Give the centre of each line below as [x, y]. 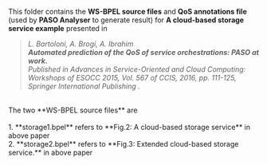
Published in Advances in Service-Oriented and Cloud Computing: [137, 69]
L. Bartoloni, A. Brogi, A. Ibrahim [80, 44]
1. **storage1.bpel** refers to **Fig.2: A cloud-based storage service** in [130, 127]
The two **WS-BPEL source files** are [73, 110]
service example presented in [58, 28]
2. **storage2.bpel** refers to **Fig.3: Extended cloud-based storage [124, 144]
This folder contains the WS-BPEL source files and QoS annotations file [128, 12]
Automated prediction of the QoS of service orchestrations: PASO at [143, 52]
